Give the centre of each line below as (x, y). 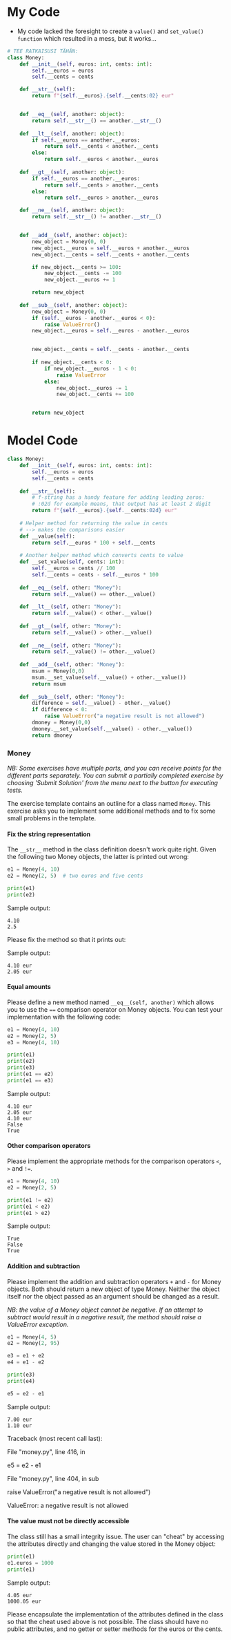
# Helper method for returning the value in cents (94, 523)
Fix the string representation (49, 834)
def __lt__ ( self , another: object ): (72, 133)
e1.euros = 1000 (30, 1563)
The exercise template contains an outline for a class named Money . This (109, 803)
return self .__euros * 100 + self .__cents (94, 543)
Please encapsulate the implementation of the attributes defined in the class (115, 1614)
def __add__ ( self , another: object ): (74, 236)
